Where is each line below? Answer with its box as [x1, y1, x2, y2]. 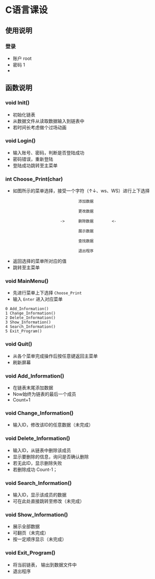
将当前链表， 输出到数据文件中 [12, 562, 77, 568]
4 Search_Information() [5, 324, 56, 329]
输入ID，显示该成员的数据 [12, 492, 67, 498]
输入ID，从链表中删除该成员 [12, 447, 71, 453]
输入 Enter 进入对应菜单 [12, 296, 63, 302]
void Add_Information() [5, 372, 65, 380]
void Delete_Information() [5, 435, 70, 442]
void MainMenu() [5, 278, 49, 285]
